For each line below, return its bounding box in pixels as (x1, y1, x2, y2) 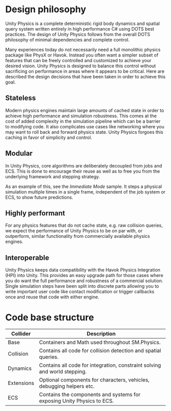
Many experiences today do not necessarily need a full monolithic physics (5, 46, 161, 52)
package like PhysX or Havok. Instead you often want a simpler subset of (5, 52, 159, 58)
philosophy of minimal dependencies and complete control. (5, 37, 130, 43)
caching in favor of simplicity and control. (5, 134, 93, 141)
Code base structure (5, 312, 94, 323)
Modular (5, 149, 33, 158)
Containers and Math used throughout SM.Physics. (39, 339, 161, 346)
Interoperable (5, 253, 49, 262)
